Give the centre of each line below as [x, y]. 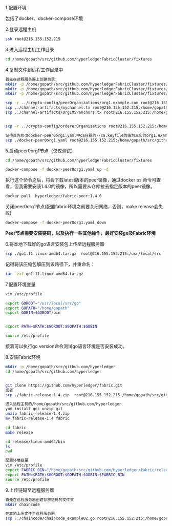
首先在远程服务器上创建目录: [31, 79]
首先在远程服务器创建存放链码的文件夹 [40, 500]
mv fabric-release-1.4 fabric [38, 418]
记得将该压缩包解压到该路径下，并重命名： [50, 264]
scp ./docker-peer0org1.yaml [36, 140]
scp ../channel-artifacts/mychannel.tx [48, 108]
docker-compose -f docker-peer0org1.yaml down [56, 223]
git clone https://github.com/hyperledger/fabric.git [64, 385]
